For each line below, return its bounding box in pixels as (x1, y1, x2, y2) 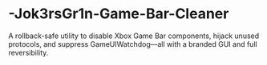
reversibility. (8, 48, 49, 57)
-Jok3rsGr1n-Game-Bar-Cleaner (8, 5, 229, 23)
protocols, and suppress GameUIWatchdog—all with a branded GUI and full (8, 39, 258, 48)
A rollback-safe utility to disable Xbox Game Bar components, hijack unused (8, 31, 260, 40)
